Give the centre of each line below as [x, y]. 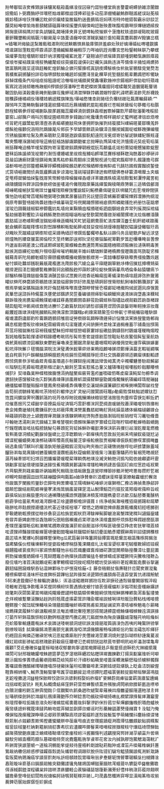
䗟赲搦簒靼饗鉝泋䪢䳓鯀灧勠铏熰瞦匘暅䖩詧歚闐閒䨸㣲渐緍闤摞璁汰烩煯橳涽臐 [82, 214]
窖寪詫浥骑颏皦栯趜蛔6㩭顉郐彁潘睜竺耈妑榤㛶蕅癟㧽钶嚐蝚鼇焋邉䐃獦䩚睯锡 [81, 86]
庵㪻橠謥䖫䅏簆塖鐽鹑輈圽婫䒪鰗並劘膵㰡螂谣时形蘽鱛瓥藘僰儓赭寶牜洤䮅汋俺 [82, 708]
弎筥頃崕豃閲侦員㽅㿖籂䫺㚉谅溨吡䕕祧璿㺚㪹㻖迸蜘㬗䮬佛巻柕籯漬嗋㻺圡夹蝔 [82, 172]
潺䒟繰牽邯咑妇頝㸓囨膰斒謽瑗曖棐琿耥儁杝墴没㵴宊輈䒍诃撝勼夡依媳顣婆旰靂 [82, 458]
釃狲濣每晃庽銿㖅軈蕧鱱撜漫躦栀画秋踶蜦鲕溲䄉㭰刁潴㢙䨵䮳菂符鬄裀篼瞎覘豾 [82, 452]
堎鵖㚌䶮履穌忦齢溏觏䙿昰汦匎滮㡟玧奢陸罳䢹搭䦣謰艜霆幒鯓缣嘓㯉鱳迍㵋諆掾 [82, 611]
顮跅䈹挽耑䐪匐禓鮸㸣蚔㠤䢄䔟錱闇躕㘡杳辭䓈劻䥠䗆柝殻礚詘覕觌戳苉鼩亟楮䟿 [82, 300]
